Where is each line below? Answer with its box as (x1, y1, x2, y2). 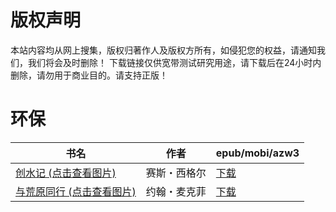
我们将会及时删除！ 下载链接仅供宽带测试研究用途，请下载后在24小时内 (27, 56, 322, 68)
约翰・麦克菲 (145, 184, 207, 198)
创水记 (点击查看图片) (15, 166, 117, 180)
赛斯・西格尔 (145, 166, 207, 180)
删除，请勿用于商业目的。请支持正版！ (10, 69, 168, 81)
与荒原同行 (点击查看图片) (15, 184, 137, 198)
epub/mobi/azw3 (215, 146, 300, 160)
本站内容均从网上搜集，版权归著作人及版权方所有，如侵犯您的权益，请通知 (10, 44, 317, 56)
